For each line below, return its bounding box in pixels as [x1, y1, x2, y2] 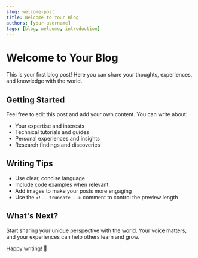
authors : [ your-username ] [6, 20, 71, 26]
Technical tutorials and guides [14, 129, 90, 135]
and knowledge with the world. [6, 77, 83, 84]
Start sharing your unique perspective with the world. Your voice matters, [6, 227, 187, 234]
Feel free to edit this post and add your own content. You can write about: [6, 111, 188, 117]
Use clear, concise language [14, 174, 86, 181]
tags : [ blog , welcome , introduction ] [6, 25, 100, 32]
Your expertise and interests [14, 122, 85, 129]
